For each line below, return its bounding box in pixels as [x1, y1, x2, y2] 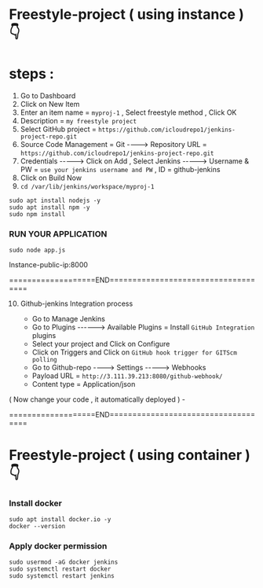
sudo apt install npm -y [9, 204, 90, 211]
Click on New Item [20, 100, 80, 109]
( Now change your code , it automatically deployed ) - [9, 395, 185, 404]
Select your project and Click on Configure [31, 340, 170, 349]
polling [31, 356, 57, 364]
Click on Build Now [20, 173, 82, 182]
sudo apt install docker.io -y [9, 515, 111, 524]
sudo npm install [9, 211, 66, 219]
